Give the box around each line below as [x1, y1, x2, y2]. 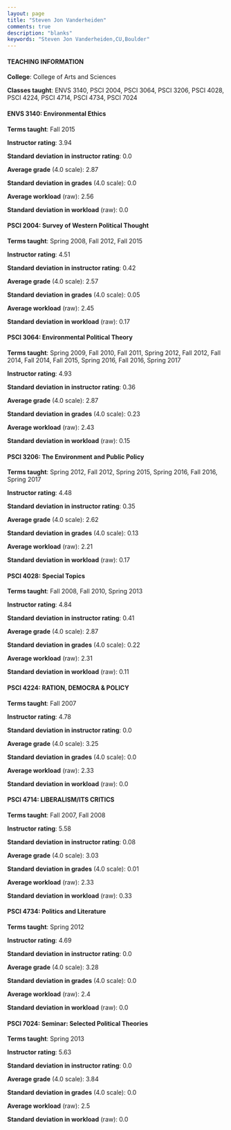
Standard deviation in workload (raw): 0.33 [7, 892, 133, 900]
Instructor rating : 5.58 [7, 824, 71, 833]
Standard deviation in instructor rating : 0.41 [7, 614, 135, 623]
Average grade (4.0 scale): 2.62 [7, 516, 99, 524]
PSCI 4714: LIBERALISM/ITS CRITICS [7, 795, 115, 804]
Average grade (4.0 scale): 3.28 [7, 963, 99, 971]
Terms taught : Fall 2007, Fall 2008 [7, 810, 106, 819]
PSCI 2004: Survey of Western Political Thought [7, 221, 149, 229]
